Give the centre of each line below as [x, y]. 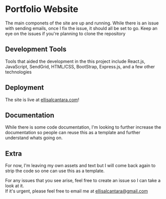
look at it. [15, 186]
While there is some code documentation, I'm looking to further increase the [83, 127]
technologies [18, 72]
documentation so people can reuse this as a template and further [73, 133]
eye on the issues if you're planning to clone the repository [65, 33]
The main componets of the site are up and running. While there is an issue [82, 23]
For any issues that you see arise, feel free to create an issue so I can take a [83, 181]
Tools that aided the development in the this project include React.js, [75, 61]
